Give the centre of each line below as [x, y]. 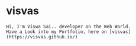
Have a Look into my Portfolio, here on [57, 32]
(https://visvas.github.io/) [42, 37]
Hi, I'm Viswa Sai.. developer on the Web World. [69, 27]
